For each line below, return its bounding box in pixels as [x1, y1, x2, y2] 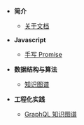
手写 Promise [24, 51, 63, 58]
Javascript [13, 36, 46, 44]
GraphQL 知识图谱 [24, 110, 77, 118]
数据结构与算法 [13, 65, 57, 73]
